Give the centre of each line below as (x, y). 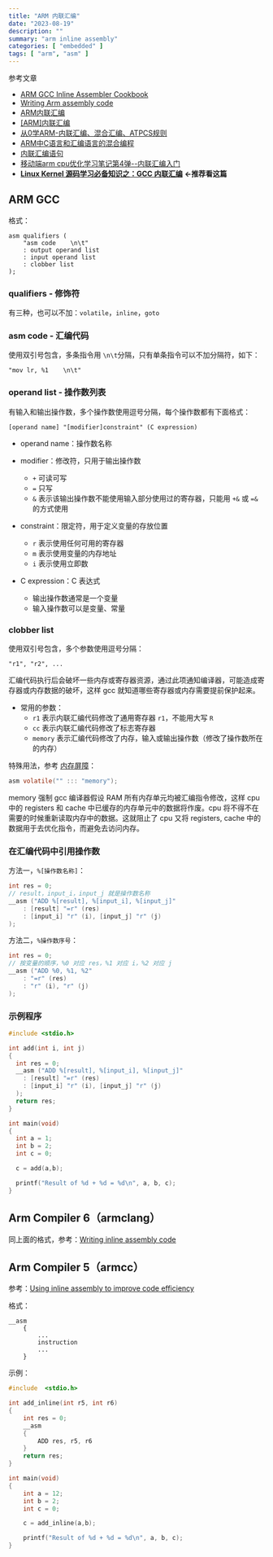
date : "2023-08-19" (41, 24)
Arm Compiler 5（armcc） (76, 1267)
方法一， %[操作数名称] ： (47, 871)
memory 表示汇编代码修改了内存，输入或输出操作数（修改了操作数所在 (147, 738)
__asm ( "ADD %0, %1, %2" (50, 971)
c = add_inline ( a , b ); (59, 1524)
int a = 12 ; (43, 1493)
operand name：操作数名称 (66, 443)
